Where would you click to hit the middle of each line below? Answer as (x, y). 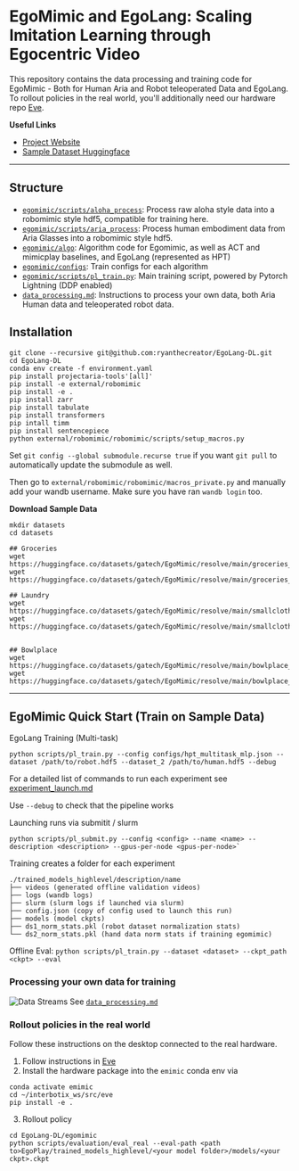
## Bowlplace (33, 650)
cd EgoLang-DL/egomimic (53, 1135)
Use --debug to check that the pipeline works (92, 805)
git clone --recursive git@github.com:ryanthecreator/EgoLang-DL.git (141, 353)
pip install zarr (41, 400)
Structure (36, 188)
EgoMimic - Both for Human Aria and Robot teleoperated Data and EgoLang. (149, 88)
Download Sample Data (53, 508)
